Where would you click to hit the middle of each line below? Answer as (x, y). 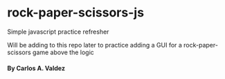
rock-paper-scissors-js (75, 13)
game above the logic (63, 52)
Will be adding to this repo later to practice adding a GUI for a (94, 45)
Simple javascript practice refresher (58, 32)
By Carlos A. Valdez (36, 68)
